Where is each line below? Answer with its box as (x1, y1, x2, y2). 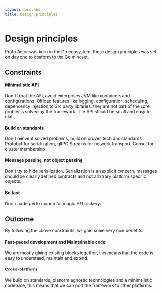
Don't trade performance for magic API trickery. (5, 201, 101, 206)
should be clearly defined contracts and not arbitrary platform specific (5, 173, 146, 179)
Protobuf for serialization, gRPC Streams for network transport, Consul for (5, 141, 154, 147)
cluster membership (5, 146, 45, 152)
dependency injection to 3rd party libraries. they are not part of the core (5, 103, 150, 109)
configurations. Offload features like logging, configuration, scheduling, (5, 98, 149, 104)
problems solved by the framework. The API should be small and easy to (5, 109, 151, 114)
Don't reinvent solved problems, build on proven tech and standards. (5, 135, 143, 142)
